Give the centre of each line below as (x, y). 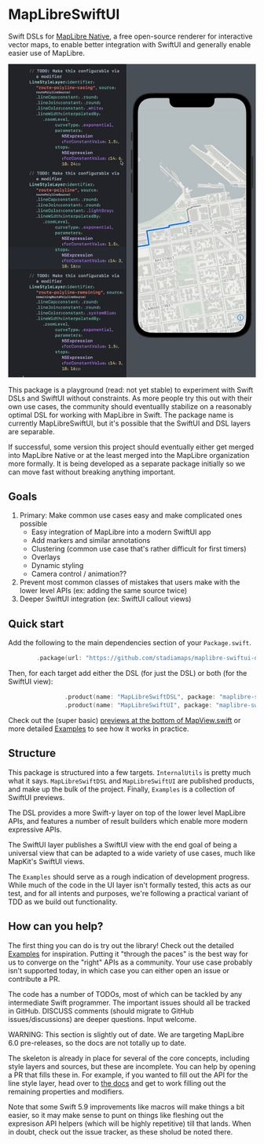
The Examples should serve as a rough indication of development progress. (129, 876)
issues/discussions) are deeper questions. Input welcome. (103, 1019)
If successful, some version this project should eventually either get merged (131, 447)
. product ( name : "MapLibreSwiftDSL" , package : (140, 697)
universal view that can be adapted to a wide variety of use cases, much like (132, 853)
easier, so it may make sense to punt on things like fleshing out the (116, 1115)
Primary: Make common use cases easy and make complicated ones (131, 515)
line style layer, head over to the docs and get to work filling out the (117, 1083)
